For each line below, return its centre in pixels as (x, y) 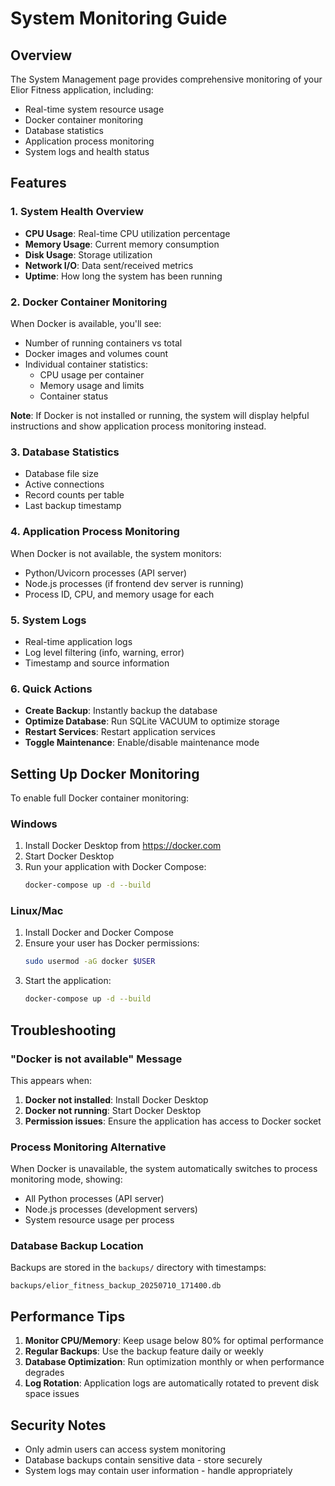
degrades (44, 1373)
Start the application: (68, 981)
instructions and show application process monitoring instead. (138, 426)
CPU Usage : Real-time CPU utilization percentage (127, 233)
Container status (74, 396)
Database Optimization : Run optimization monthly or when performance (174, 1362)
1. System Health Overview (77, 212)
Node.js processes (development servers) (111, 1209)
